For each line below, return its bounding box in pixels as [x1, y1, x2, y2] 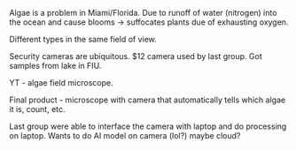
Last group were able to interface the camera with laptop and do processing [9, 121, 287, 131]
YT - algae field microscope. [9, 78, 113, 87]
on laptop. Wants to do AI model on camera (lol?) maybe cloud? [9, 131, 241, 140]
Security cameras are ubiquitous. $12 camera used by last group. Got [9, 51, 263, 61]
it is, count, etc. [9, 104, 66, 114]
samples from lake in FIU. [9, 61, 102, 71]
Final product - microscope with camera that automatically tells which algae [9, 94, 286, 105]
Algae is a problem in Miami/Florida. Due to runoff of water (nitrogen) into [9, 8, 277, 18]
